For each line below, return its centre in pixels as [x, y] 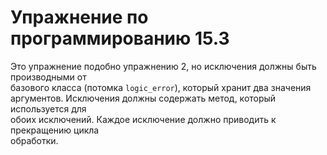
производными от [48, 77]
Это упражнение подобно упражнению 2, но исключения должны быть [163, 66]
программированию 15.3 [120, 38]
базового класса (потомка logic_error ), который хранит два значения [161, 87]
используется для [48, 108]
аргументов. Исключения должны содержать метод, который [143, 98]
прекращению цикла [55, 130]
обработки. [34, 140]
